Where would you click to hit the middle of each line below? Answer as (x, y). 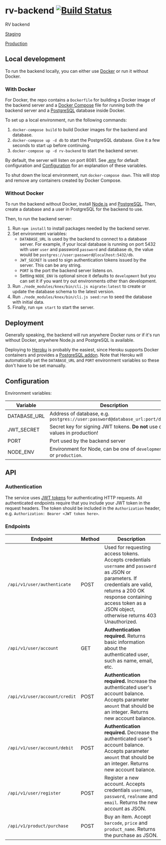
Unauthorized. (121, 622)
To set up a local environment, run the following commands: (66, 120)
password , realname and (131, 796)
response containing (128, 597)
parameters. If (121, 578)
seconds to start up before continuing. (51, 146)
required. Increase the (130, 681)
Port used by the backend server (88, 441)
